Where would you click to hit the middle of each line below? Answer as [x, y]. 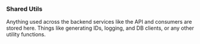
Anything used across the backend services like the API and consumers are [99, 22]
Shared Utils [24, 9]
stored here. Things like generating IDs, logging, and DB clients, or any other [100, 28]
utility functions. [26, 34]
